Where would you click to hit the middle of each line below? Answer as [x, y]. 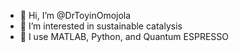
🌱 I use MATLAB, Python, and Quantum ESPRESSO [124, 36]
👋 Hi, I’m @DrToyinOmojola [75, 15]
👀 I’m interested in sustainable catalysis [101, 26]
